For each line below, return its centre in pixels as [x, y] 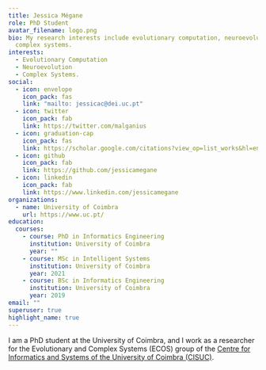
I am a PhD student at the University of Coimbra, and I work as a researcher [131, 340]
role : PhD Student [38, 23]
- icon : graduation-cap [54, 133]
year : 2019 [47, 296]
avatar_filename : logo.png [53, 30]
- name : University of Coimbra [67, 207]
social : [21, 82]
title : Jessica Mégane [46, 15]
